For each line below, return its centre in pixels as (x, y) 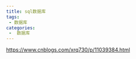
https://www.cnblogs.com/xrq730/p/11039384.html (68, 50)
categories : (21, 28)
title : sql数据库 (26, 11)
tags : (13, 17)
